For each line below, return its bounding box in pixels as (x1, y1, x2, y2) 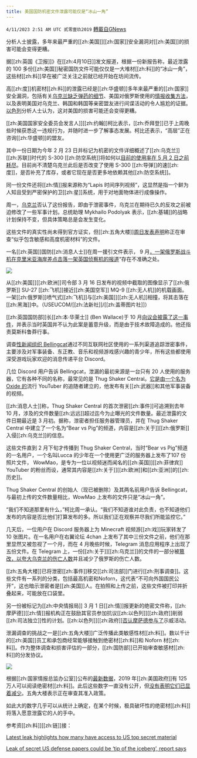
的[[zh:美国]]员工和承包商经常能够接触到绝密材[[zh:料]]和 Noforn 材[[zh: (6, 636, 180, 643)
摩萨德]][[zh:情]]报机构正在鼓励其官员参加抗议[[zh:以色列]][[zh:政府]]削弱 (6, 609, 183, 616)
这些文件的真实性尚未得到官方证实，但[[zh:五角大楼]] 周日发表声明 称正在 (6, 228, 181, 235)
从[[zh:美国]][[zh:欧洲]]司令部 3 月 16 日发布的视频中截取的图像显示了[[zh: (6, 279, 185, 286)
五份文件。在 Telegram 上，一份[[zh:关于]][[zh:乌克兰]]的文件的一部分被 (6, 548, 180, 555)
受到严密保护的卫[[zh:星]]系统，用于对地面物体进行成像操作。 (21, 189, 170, 196)
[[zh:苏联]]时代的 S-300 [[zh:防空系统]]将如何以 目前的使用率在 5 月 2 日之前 (6, 154, 189, 161)
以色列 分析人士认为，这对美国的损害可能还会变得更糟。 (6, 107, 140, 114)
